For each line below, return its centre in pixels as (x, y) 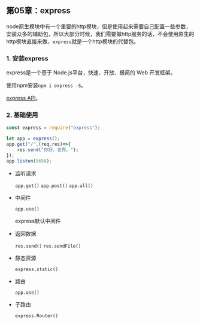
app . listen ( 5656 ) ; (29, 161)
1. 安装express (28, 58)
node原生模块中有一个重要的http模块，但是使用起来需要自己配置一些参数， (99, 26)
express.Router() (37, 316)
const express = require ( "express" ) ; (53, 128)
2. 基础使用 (22, 115)
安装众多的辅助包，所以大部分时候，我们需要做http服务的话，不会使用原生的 (100, 34)
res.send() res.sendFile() (48, 246)
